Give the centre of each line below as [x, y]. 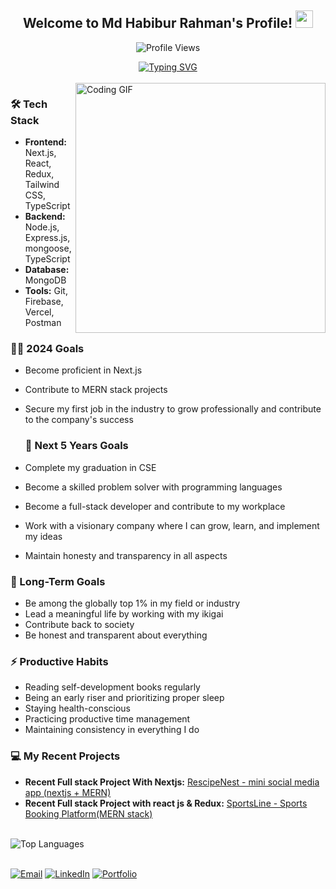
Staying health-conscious [77, 708]
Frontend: [45, 142]
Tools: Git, [46, 291]
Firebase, [44, 302]
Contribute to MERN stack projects [96, 390]
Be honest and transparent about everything [116, 635]
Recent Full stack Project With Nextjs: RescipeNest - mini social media [172, 782]
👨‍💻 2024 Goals [47, 349]
